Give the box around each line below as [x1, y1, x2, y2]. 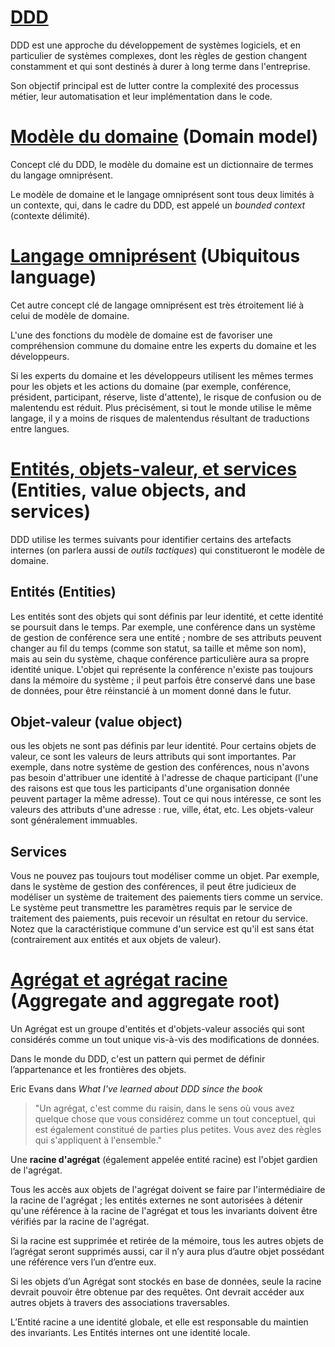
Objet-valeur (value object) [10, 713, 183, 730]
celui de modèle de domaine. [10, 309, 130, 321]
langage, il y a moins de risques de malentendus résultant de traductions [10, 412, 310, 424]
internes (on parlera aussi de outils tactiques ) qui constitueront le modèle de [10, 544, 326, 556]
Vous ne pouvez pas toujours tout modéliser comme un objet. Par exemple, [10, 870, 320, 882]
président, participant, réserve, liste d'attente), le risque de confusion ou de [10, 391, 322, 403]
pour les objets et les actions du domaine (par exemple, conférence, [10, 380, 292, 392]
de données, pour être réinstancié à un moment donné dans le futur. [10, 684, 292, 696]
